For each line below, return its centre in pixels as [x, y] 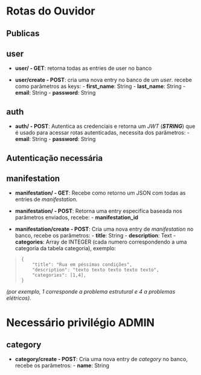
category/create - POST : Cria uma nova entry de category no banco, [101, 359]
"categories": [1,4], [59, 276]
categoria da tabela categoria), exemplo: [65, 248]
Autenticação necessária [55, 158]
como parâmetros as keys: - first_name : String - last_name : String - [100, 86]
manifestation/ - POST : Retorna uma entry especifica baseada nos [98, 211]
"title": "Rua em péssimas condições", [82, 265]
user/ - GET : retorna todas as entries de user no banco [83, 68]
